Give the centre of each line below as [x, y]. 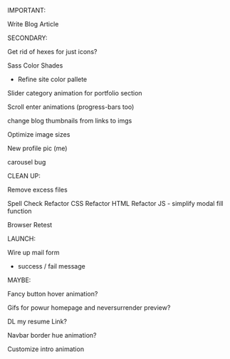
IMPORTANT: [27, 10]
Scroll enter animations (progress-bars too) [71, 107]
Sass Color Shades [35, 66]
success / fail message [51, 266]
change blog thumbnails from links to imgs [70, 121]
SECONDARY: [27, 38]
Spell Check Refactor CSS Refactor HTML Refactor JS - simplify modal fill [115, 203]
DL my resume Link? [37, 321]
